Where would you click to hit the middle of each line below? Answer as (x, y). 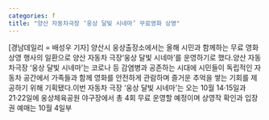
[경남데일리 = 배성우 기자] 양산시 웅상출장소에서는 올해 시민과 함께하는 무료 (126, 47)
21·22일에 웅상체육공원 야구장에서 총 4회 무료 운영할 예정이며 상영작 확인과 (126, 97)
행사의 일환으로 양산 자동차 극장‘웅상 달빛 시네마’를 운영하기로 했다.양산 (134, 57)
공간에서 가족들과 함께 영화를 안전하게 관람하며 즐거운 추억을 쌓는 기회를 (136, 77)
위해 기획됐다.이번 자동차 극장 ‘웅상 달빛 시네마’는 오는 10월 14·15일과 (138, 87)
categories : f (32, 16)
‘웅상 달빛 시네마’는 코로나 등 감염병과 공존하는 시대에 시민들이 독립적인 (141, 67)
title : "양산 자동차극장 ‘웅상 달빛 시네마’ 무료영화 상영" (94, 23)
